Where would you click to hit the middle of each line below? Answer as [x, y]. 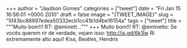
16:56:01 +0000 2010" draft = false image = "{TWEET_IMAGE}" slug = [90, 14]
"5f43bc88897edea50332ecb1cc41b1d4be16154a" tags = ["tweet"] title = [94, 21]
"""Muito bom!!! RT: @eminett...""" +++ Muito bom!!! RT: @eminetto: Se [91, 27]
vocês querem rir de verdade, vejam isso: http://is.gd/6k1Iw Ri [80, 33]
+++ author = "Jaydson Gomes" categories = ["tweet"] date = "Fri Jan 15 [93, 8]
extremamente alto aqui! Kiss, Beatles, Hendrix [62, 39]
